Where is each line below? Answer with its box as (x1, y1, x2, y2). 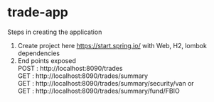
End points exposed (17, 56, 76, 64)
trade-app (7, 4, 69, 21)
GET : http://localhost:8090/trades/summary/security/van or (17, 79, 194, 87)
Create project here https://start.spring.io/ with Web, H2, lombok (17, 41, 208, 50)
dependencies (17, 49, 60, 57)
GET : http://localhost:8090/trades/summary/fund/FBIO (17, 86, 180, 95)
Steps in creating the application (7, 28, 102, 36)
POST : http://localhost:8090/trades (17, 64, 123, 72)
